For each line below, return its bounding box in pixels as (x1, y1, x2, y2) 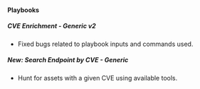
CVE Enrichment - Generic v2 (7, 22, 96, 30)
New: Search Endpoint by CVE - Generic (7, 56, 129, 64)
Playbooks (7, 6, 40, 14)
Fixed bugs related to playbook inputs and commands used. (17, 40, 194, 48)
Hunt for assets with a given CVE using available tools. (17, 73, 178, 82)
